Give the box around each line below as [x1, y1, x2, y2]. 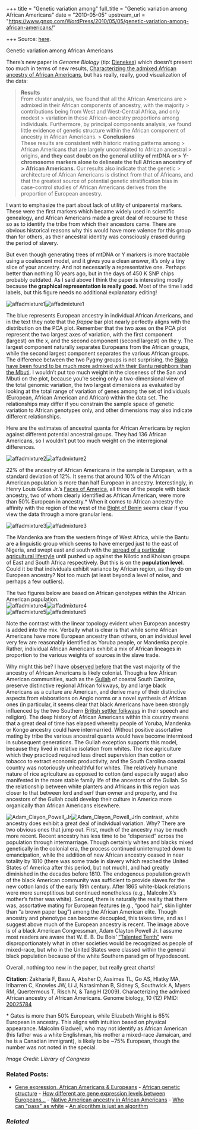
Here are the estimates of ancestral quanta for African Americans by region [6, 424, 191, 432]
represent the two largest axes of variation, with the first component [6, 331, 173, 338]
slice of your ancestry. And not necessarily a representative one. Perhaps [6, 264, 186, 270]
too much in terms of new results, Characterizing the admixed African [6, 65, 177, 72]
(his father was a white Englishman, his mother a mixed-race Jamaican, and [6, 1031, 192, 1038]
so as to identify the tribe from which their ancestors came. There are [6, 221, 176, 228]
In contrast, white [136, 814, 179, 820]
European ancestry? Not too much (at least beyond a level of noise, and [6, 572, 182, 578]
